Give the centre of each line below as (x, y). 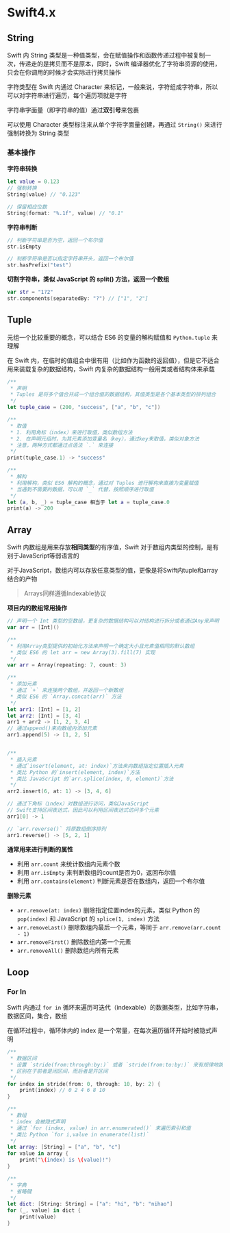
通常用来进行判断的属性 (40, 849)
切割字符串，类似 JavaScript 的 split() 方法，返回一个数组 (88, 279)
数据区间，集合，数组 (37, 1016)
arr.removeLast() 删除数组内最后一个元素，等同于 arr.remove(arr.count (119, 927)
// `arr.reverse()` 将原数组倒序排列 (57, 829)
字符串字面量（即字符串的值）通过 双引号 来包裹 (73, 110)
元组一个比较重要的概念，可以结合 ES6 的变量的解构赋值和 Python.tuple (108, 337)
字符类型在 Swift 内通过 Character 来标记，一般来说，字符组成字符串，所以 (113, 87)
